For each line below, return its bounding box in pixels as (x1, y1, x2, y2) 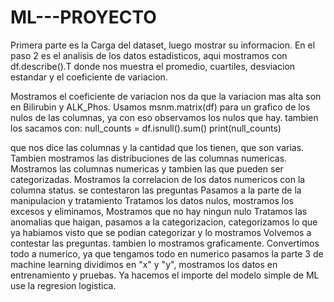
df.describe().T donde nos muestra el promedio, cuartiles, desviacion (10, 60, 296, 72)
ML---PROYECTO (10, 6, 157, 29)
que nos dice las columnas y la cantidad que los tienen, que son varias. (10, 141, 305, 153)
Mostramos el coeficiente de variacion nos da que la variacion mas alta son (10, 90, 322, 102)
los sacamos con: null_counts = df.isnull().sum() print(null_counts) (10, 122, 282, 134)
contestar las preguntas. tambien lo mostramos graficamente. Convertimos (10, 237, 320, 249)
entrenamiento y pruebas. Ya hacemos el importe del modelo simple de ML (10, 269, 320, 281)
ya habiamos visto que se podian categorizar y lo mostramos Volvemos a (10, 226, 312, 238)
